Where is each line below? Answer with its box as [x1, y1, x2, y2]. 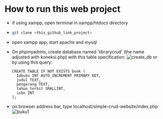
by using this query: [11, 59, 53, 65]
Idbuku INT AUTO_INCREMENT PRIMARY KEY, [16, 73, 101, 78]
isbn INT [16, 90, 35, 95]
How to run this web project [4, 3, 121, 15]
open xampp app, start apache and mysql [11, 39, 97, 45]
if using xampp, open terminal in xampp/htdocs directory [11, 20, 128, 26]
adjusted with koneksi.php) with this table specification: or [11, 54, 158, 60]
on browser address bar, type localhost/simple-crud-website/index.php [11, 103, 158, 109]
